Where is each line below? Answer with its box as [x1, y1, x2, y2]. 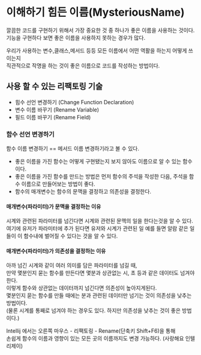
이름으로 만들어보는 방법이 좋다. [21, 180, 95, 187]
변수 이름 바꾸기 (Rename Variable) [14, 106, 100, 113]
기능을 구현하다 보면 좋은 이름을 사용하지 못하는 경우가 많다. [6, 34, 146, 41]
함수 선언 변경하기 [6, 130, 55, 139]
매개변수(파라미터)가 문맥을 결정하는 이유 [6, 203, 101, 210]
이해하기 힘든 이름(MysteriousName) [6, 5, 185, 19]
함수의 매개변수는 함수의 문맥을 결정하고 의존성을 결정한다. [14, 188, 152, 195]
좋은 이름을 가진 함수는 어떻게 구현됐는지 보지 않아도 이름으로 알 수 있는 [14, 158, 182, 165]
